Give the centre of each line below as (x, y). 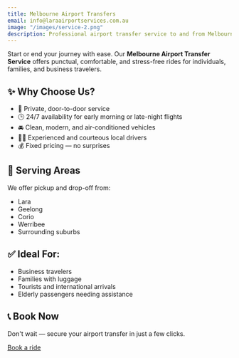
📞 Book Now (33, 316)
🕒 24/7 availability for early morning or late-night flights (100, 117)
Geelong (30, 209)
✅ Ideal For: (34, 254)
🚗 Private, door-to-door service (64, 109)
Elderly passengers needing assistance (75, 294)
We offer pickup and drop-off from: (59, 188)
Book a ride (24, 347)
